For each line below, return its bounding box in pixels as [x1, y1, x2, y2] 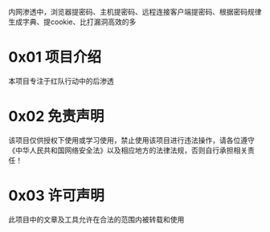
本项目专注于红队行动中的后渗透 [8, 75, 114, 86]
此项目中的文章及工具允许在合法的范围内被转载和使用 [8, 214, 185, 224]
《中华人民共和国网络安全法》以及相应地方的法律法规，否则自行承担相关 [8, 145, 247, 155]
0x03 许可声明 [8, 187, 104, 205]
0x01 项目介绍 [8, 48, 102, 67]
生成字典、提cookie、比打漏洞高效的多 [8, 17, 137, 26]
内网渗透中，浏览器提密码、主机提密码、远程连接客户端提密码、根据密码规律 [8, 7, 262, 16]
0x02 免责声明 [8, 108, 104, 126]
